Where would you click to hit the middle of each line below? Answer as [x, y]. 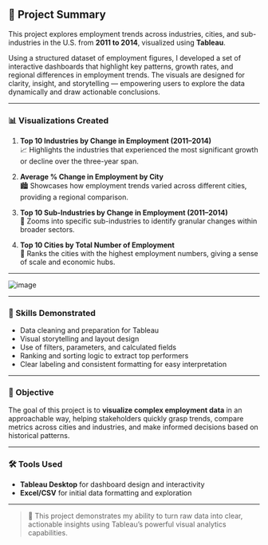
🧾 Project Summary [57, 15]
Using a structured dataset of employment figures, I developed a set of [125, 57]
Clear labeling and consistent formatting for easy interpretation [123, 365]
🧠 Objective [31, 393]
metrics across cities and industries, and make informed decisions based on [134, 427]
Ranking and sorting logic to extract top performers [104, 356]
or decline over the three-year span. [79, 161]
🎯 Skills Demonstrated [52, 314]
